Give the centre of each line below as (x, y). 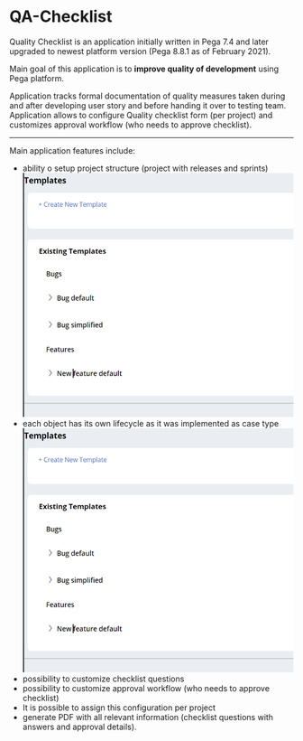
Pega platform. (37, 78)
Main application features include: (72, 150)
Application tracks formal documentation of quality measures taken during (147, 96)
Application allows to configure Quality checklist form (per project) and (141, 115)
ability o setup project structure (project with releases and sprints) (145, 168)
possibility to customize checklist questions (103, 679)
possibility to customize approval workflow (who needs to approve (146, 688)
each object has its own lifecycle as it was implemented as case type (151, 423)
